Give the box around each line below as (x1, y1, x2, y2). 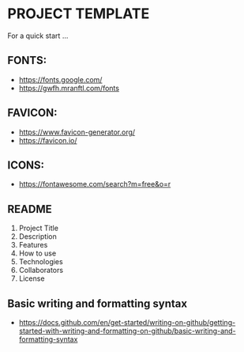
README (7, 202, 52, 216)
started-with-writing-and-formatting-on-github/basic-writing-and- (18, 326, 236, 335)
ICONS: (7, 158, 45, 172)
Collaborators (18, 266, 64, 275)
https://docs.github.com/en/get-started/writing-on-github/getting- (18, 318, 236, 327)
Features (18, 240, 48, 250)
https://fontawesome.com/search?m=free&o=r (18, 180, 171, 189)
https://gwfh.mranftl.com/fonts (18, 83, 120, 93)
